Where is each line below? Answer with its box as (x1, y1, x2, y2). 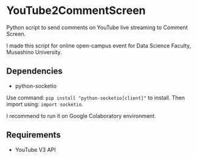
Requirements (6, 130, 61, 140)
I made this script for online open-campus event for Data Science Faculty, (6, 42, 192, 49)
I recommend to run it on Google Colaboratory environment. (6, 112, 156, 119)
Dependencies (6, 66, 63, 77)
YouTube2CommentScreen (6, 4, 146, 18)
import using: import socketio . (6, 100, 83, 108)
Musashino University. (6, 48, 62, 55)
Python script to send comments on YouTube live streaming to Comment (6, 24, 188, 31)
